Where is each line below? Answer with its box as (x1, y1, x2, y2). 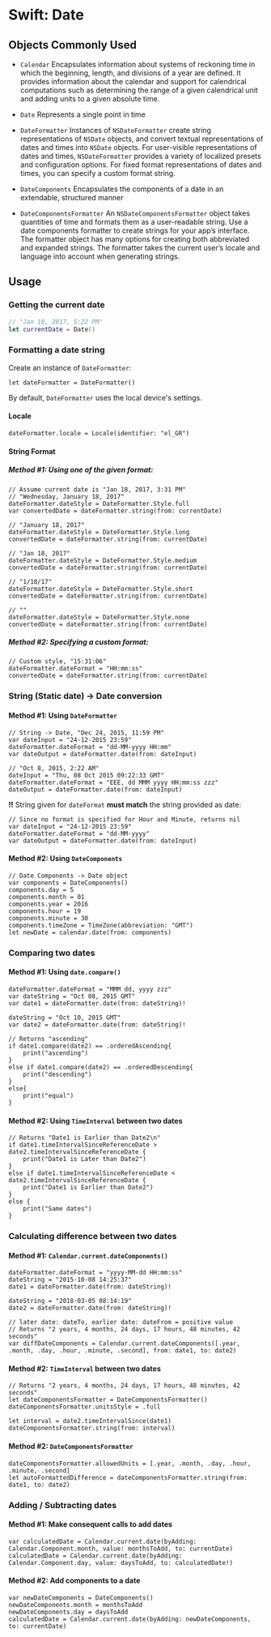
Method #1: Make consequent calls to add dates (8, 1519, 172, 1529)
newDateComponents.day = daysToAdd (8, 1608, 129, 1616)
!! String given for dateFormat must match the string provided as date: (8, 799, 241, 809)
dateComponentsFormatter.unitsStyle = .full (8, 1403, 161, 1412)
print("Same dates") (23, 1205, 92, 1213)
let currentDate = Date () (8, 325, 95, 333)
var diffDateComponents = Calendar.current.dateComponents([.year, (8, 1339, 241, 1348)
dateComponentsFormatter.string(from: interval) (8, 1425, 176, 1433)
